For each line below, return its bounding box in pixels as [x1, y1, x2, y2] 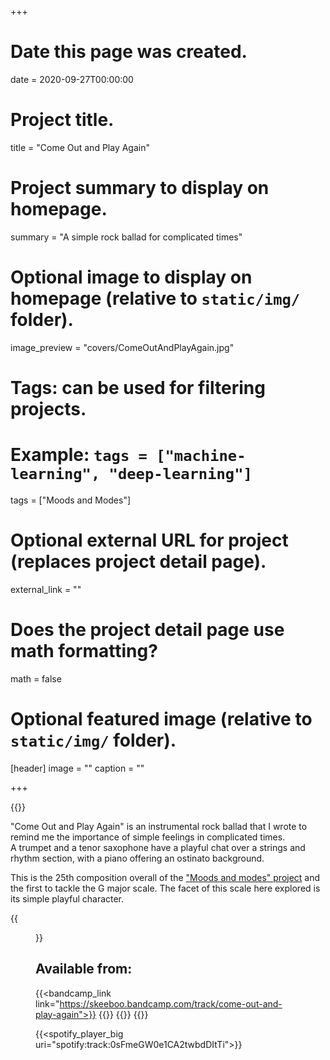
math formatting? [10, 640, 158, 662]
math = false [10, 672, 62, 685]
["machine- [156, 447, 247, 466]
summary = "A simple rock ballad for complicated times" [10, 231, 243, 243]
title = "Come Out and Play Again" [10, 141, 150, 153]
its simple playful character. [10, 892, 125, 905]
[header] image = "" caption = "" [10, 762, 145, 774]
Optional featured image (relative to [10, 707, 313, 730]
